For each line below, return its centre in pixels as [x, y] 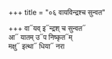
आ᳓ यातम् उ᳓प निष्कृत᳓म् [40, 37]
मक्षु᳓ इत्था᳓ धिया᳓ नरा [37, 46]
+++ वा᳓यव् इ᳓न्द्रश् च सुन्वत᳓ [47, 28]
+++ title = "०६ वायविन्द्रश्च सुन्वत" [57, 12]
